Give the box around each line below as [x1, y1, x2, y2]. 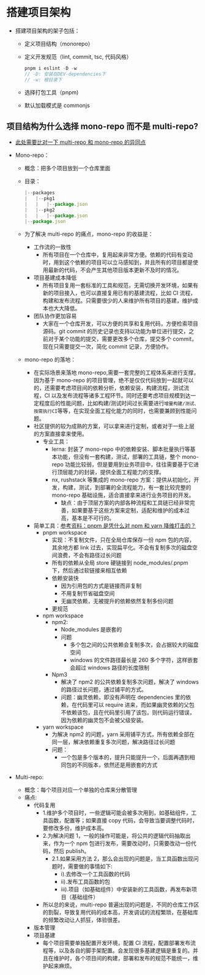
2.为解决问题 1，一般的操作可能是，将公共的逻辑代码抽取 [42, 832, 185, 839]
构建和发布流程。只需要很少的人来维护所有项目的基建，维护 [42, 296, 193, 304]
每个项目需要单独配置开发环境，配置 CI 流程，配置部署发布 [42, 939, 191, 946]
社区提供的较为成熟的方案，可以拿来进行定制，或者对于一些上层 [33, 422, 195, 429]
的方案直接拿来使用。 [33, 430, 88, 437]
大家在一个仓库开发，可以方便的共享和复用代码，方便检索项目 [42, 320, 199, 327]
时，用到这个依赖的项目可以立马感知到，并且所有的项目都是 [42, 258, 193, 266]
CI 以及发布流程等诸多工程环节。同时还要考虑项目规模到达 [44, 391, 191, 399]
